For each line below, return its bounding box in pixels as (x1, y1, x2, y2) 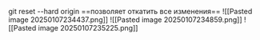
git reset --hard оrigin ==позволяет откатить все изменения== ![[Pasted (8, 7, 253, 16)
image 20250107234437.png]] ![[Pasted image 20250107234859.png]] (8, 15, 242, 24)
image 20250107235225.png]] (38, 24, 138, 32)
